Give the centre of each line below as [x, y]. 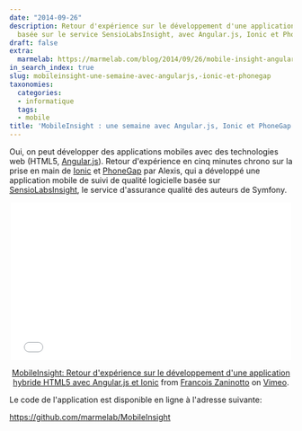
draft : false [34, 43]
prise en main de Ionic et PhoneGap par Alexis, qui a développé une [135, 171]
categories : [40, 92]
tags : [28, 110]
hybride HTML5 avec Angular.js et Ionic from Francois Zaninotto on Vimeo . [151, 382]
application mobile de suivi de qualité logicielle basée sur [115, 180]
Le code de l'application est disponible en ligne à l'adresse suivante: [136, 400]
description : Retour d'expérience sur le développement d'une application [152, 26]
